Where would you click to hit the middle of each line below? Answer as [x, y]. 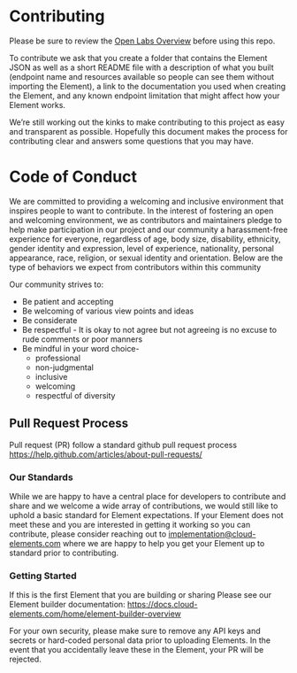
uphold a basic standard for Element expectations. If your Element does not [147, 514]
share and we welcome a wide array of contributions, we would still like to [144, 506]
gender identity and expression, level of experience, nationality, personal [141, 248]
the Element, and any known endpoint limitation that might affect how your [145, 96]
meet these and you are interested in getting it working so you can [130, 524]
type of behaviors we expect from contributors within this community [135, 267]
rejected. [25, 659]
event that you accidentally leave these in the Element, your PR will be [137, 650]
